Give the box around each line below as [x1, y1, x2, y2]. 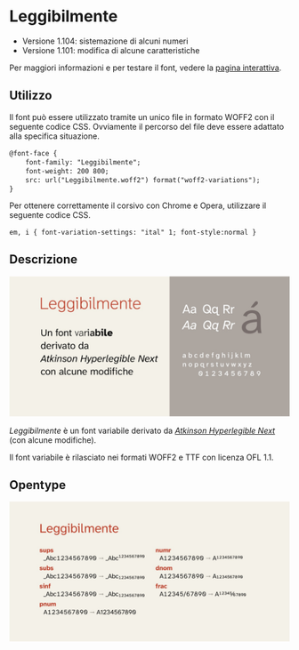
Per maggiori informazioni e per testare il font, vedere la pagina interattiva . [9, 62, 282, 73]
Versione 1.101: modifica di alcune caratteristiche [21, 44, 200, 55]
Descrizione [9, 252, 78, 268]
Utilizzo [9, 88, 53, 103]
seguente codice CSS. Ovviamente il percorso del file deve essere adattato [9, 121, 285, 132]
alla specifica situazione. [9, 131, 100, 141]
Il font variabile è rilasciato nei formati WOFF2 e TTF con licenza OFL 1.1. [9, 452, 274, 462]
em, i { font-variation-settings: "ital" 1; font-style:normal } [9, 228, 256, 237]
